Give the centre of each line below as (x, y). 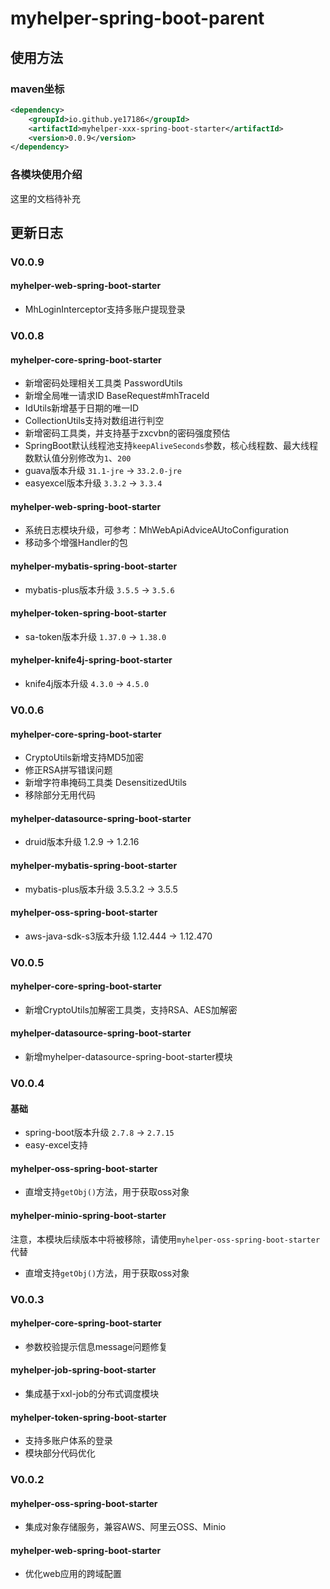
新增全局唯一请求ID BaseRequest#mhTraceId (117, 396)
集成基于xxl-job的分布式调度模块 (92, 1393)
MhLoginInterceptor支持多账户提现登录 (105, 309)
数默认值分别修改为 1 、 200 (78, 458)
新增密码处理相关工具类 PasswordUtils (103, 383)
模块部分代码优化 (60, 1453)
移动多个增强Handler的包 (76, 543)
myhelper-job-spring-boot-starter (83, 1370)
